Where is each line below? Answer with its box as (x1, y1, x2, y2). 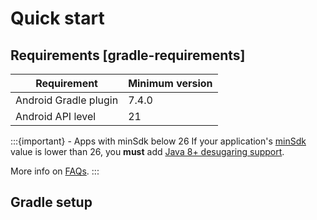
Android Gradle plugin (15, 93, 119, 107)
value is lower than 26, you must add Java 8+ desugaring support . (10, 146, 285, 157)
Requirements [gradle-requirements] (10, 47, 246, 64)
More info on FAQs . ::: (10, 165, 100, 177)
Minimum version (128, 77, 213, 90)
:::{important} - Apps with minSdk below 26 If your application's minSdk (10, 135, 307, 147)
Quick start (10, 7, 105, 30)
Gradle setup (10, 194, 93, 211)
